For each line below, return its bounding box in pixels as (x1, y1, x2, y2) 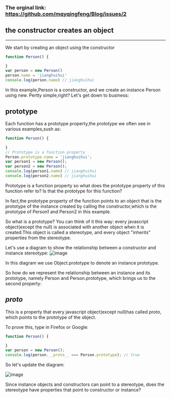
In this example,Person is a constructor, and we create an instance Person (5, 87, 161, 93)
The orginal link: (5, 4, 46, 11)
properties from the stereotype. (5, 235, 71, 241)
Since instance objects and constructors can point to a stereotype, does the (5, 381, 164, 388)
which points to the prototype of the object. (5, 314, 97, 320)
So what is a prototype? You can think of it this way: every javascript (5, 218, 149, 224)
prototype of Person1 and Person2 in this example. (5, 208, 111, 215)
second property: (5, 280, 42, 287)
